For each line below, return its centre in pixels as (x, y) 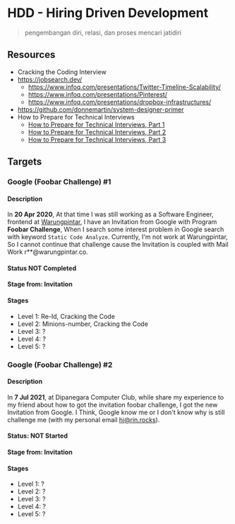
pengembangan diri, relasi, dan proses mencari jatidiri (103, 33)
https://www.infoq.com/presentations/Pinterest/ (98, 94)
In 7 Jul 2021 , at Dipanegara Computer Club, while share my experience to (116, 397)
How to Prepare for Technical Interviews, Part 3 (97, 139)
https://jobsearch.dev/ (50, 79)
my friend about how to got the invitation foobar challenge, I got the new (113, 404)
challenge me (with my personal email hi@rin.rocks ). (84, 419)
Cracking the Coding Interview (62, 71)
